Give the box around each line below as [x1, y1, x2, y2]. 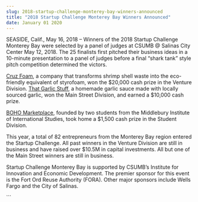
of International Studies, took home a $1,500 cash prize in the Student [6, 116, 177, 123]
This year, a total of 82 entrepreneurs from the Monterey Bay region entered [6, 133, 192, 140]
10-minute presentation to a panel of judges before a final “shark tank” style [6, 54, 191, 62]
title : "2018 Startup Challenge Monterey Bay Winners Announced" [6, 14, 171, 20]
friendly [6, 79, 25, 86]
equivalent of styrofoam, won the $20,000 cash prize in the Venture [26, 79, 192, 86]
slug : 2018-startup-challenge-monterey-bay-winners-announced [6, 8, 163, 15]
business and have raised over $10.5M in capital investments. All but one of [6, 146, 190, 153]
